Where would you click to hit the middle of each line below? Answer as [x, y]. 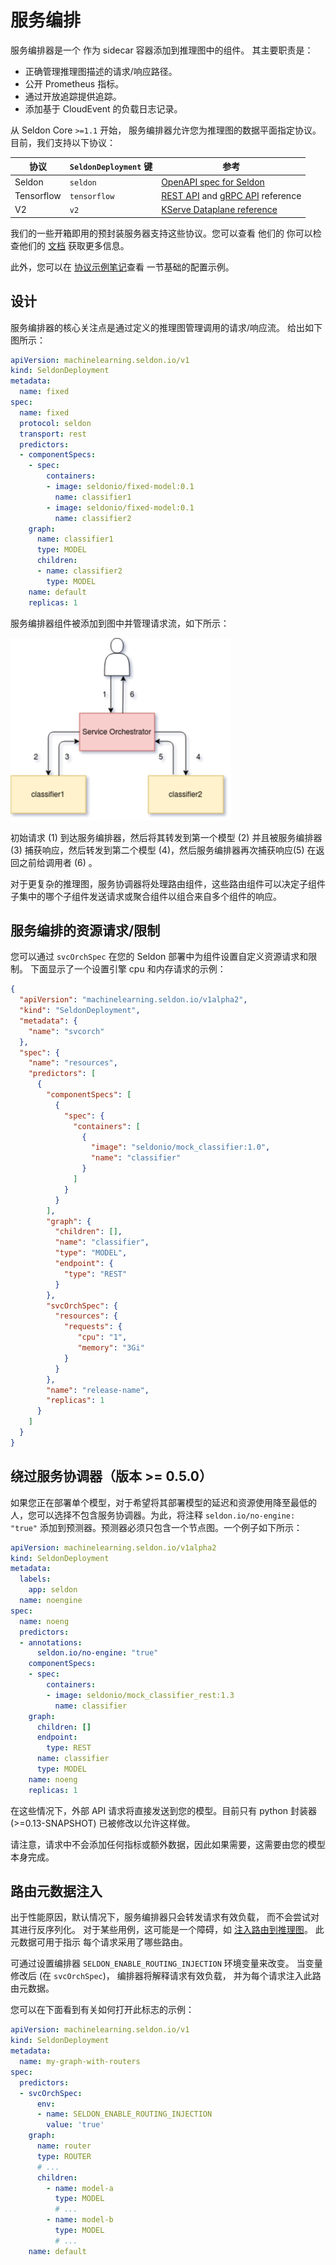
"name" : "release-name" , [98, 1390]
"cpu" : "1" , [102, 1337]
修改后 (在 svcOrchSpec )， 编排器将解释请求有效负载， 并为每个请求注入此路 [166, 1976]
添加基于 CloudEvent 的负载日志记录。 [103, 108]
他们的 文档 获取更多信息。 [74, 245]
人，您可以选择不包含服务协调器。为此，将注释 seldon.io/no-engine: [153, 1515]
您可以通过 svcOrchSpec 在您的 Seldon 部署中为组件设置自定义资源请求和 [159, 957]
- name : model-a [80, 2188]
